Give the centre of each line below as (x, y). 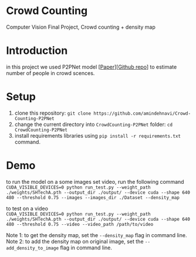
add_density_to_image (33, 248)
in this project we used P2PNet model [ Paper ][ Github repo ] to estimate (92, 67)
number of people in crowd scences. (50, 73)
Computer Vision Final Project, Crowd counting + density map (81, 27)
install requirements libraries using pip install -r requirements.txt (97, 135)
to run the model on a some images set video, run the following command (95, 181)
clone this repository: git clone (53, 113)
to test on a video (27, 208)
